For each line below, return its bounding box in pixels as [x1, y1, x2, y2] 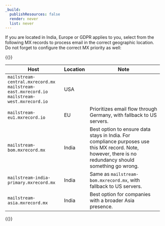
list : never [9, 21, 34, 26]
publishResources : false [9, 12, 60, 17]
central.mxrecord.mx [7, 79, 55, 85]
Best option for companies [89, 191, 151, 198]
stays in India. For [89, 132, 130, 139]
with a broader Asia [89, 197, 135, 204]
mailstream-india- [7, 175, 51, 181]
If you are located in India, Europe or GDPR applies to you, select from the [5, 34, 154, 40]
